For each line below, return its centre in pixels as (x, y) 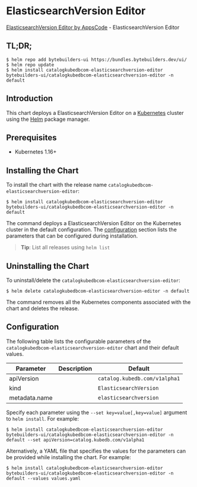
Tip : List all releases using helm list (65, 248)
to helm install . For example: (42, 418)
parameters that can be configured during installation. (72, 236)
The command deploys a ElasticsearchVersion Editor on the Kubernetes (94, 223)
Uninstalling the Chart (48, 266)
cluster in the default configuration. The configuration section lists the (91, 230)
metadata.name (31, 398)
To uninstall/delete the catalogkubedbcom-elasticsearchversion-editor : (93, 280)
